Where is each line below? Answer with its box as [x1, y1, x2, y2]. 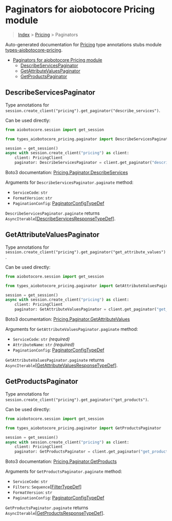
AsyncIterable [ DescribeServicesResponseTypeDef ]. [5, 216, 116, 221]
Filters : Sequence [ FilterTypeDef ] [12, 484, 82, 490]
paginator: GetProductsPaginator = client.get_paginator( [14, 449, 141, 454]
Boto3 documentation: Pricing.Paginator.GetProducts [5, 458, 117, 464]
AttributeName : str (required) [12, 342, 75, 348]
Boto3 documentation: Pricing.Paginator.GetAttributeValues [5, 316, 130, 322]
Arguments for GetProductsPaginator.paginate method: [5, 469, 122, 475]
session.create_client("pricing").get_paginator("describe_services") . [5, 107, 160, 114]
